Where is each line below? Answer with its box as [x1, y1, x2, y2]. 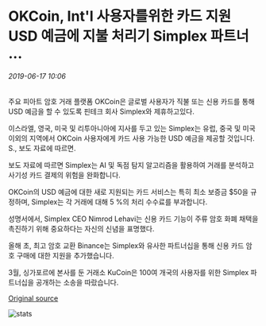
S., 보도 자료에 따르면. [8, 144, 76, 153]
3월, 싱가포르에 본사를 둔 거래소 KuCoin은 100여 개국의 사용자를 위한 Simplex [8, 268, 249, 277]
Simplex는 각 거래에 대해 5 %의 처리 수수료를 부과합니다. [31, 197, 208, 207]
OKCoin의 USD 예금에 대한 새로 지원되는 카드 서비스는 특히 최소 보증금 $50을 [8, 188, 249, 197]
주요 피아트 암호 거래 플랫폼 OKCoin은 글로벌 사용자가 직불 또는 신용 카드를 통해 [8, 97, 256, 107]
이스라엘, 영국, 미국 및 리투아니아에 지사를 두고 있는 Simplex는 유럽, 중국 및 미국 [8, 124, 256, 134]
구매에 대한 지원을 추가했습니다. [16, 251, 114, 261]
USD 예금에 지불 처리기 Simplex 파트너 [8, 27, 249, 45]
